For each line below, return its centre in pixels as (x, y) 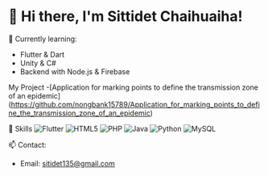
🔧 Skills (21, 128)
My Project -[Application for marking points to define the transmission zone (134, 87)
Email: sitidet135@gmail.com (67, 163)
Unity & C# (38, 63)
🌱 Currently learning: (43, 39)
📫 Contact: (27, 145)
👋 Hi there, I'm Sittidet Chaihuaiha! (126, 17)
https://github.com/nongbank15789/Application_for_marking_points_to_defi (135, 104)
